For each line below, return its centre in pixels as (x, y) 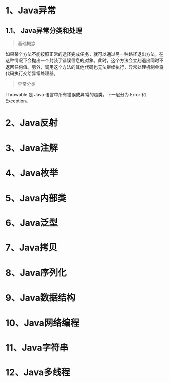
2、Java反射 (31, 123)
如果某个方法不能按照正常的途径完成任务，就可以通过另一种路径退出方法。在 (84, 54)
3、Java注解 (31, 148)
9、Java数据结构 (40, 298)
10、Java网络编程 (42, 323)
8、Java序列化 (36, 273)
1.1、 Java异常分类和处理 (44, 30)
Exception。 (18, 101)
